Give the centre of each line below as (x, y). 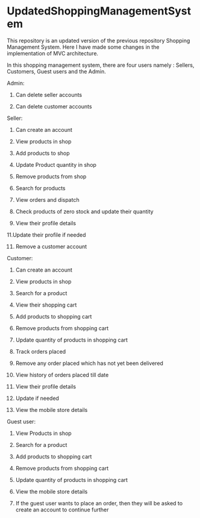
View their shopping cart (46, 305)
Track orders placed (41, 351)
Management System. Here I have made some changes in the (83, 47)
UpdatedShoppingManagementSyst (99, 11)
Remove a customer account (51, 246)
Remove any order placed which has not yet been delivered (89, 363)
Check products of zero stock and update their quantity (84, 211)
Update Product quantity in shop (56, 164)
